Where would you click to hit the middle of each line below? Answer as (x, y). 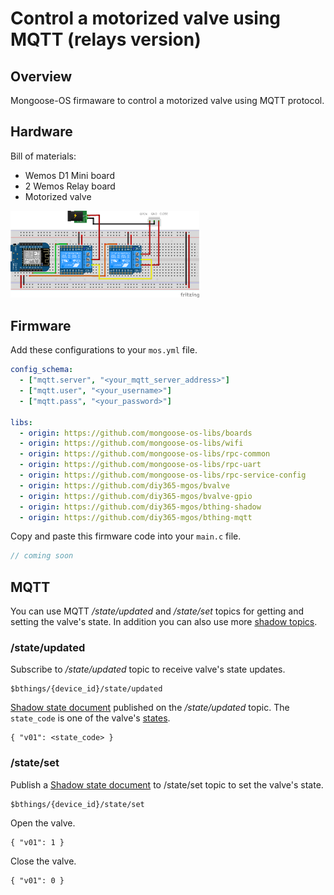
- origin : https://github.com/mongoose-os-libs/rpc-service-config (163, 475)
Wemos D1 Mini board (69, 175)
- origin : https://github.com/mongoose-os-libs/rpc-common (145, 454)
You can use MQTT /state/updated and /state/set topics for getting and (157, 611)
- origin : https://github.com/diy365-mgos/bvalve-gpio (136, 496)
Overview (41, 76)
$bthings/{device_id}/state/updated (86, 689)
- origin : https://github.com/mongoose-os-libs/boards (136, 433)
